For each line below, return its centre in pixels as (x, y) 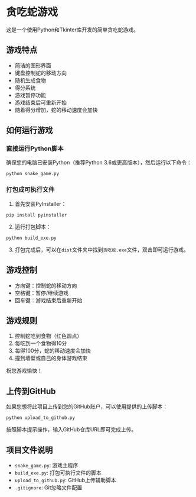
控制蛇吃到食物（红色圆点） (48, 336)
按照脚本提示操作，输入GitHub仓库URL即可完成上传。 (71, 430)
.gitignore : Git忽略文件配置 (48, 487)
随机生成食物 (30, 80)
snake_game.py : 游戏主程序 (46, 465)
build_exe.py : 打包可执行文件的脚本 (58, 472)
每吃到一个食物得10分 (41, 343)
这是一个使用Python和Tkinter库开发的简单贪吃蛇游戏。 (72, 30)
